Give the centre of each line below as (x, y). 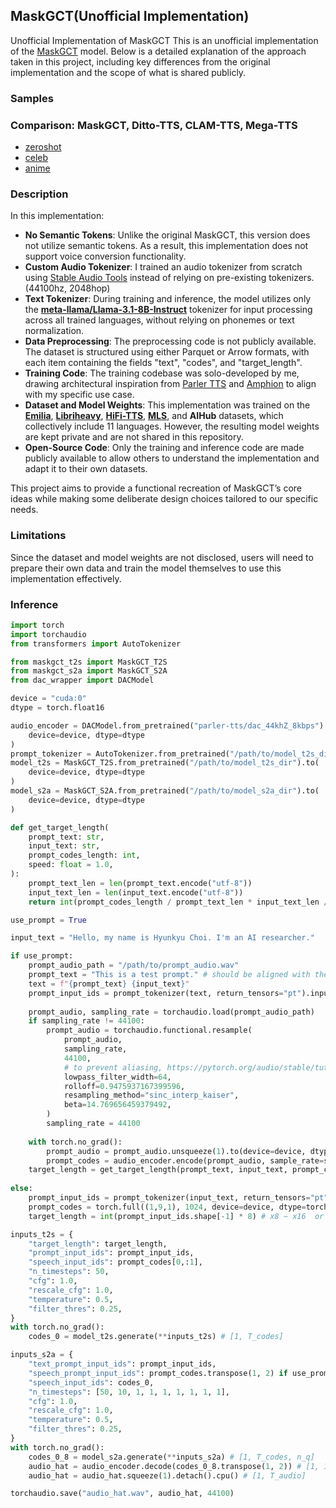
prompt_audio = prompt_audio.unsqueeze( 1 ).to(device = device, (176, 1151)
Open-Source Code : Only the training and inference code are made (164, 448)
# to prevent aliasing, (113, 1067)
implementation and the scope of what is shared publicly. (128, 72)
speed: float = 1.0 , (71, 865)
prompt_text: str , (66, 837)
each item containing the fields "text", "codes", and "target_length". (163, 363)
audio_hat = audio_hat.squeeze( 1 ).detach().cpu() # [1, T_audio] (167, 1475)
